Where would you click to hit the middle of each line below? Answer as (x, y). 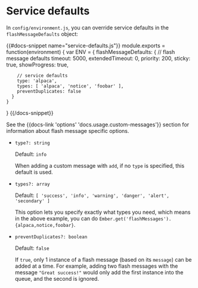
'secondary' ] (32, 201)
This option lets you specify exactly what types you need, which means (103, 212)
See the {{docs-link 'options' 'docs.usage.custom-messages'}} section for (98, 125)
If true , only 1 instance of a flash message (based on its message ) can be (103, 259)
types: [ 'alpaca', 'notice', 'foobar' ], (70, 86)
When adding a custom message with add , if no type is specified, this (100, 165)
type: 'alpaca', (37, 81)
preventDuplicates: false (49, 91)
